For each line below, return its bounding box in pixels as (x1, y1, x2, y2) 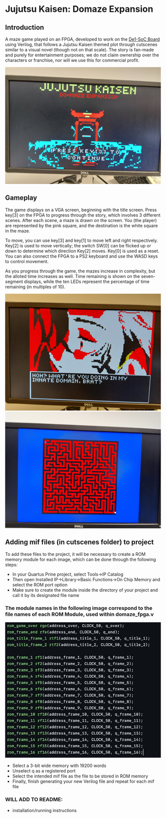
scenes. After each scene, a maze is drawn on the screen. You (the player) (5, 217, 157, 223)
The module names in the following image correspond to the (5, 604, 153, 611)
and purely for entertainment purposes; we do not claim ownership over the (5, 52, 159, 58)
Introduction (5, 23, 44, 32)
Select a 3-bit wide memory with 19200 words (12, 763, 107, 769)
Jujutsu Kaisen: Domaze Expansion (5, 3, 154, 15)
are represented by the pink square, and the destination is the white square (5, 223, 158, 228)
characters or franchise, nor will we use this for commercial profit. (5, 57, 140, 63)
